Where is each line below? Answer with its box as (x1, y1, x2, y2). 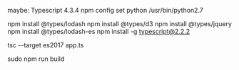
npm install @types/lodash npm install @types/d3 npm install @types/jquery (7, 20, 232, 28)
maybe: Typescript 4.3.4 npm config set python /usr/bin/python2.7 (7, 6, 203, 14)
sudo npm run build (7, 54, 65, 63)
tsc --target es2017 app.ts (7, 41, 84, 49)
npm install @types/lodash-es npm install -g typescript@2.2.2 (7, 28, 190, 35)
